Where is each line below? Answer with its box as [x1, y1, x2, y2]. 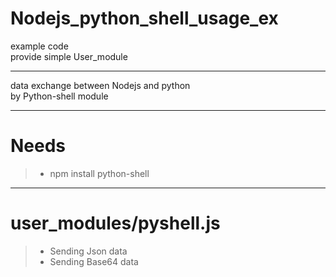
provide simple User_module [10, 50, 128, 62]
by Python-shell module [10, 90, 109, 102]
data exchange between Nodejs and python [10, 79, 191, 91]
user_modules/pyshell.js [10, 212, 221, 235]
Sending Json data [49, 245, 128, 257]
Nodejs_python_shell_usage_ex [10, 7, 279, 30]
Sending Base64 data [49, 255, 139, 267]
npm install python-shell [49, 167, 150, 179]
